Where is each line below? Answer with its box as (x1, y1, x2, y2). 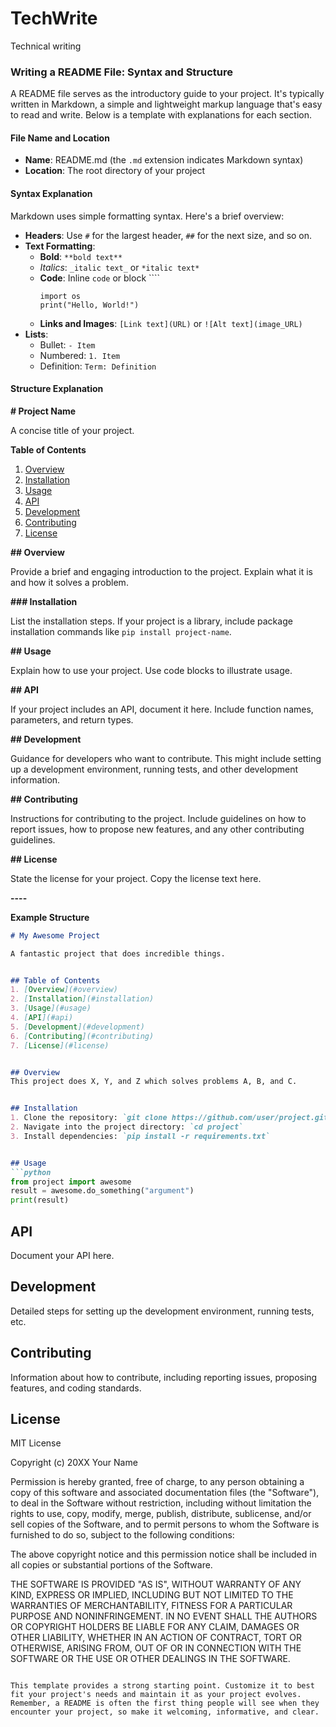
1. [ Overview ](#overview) (10, 985, 118, 995)
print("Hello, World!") (39, 300, 140, 310)
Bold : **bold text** (39, 250, 123, 262)
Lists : (24, 328, 49, 340)
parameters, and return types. (10, 713, 134, 726)
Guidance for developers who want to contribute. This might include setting (10, 752, 322, 764)
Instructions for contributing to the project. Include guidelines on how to (10, 812, 307, 824)
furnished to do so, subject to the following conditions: (10, 1529, 235, 1541)
